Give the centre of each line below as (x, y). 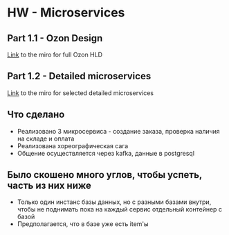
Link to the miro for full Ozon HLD (55, 54)
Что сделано (36, 115)
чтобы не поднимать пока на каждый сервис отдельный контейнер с (120, 210)
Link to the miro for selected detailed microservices (81, 93)
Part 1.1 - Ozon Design (55, 38)
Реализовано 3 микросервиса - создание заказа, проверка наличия (118, 131)
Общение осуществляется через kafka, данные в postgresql (106, 153)
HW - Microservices (66, 13)
